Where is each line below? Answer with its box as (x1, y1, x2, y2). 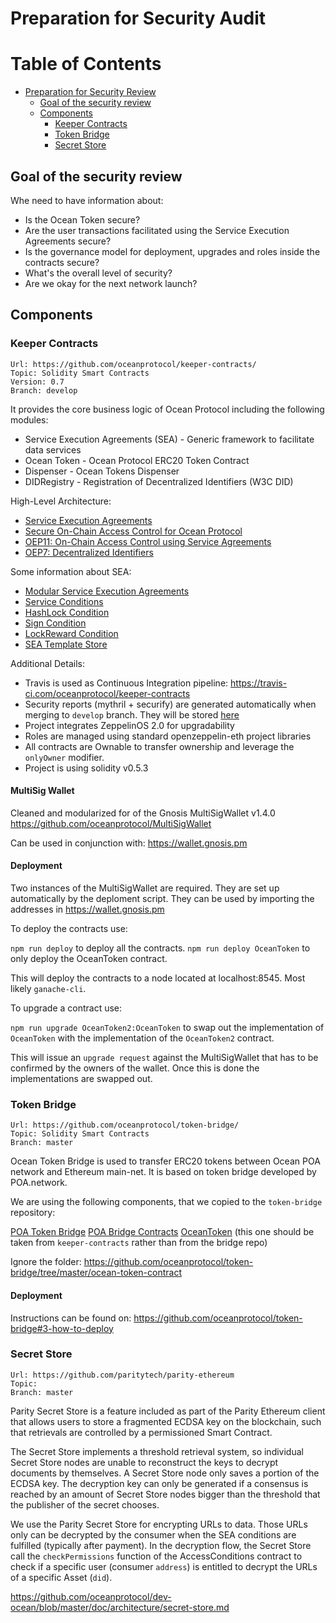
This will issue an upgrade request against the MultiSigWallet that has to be (10, 1052, 319, 1064)
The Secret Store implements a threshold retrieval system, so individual (10, 1445, 304, 1457)
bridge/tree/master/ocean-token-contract (10, 1267, 182, 1279)
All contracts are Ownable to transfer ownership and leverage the (24, 740, 295, 752)
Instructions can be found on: (10, 1312, 132, 1324)
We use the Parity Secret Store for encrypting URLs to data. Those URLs (10, 1518, 308, 1530)
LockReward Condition (24, 627, 119, 639)
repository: (10, 1207, 56, 1219)
